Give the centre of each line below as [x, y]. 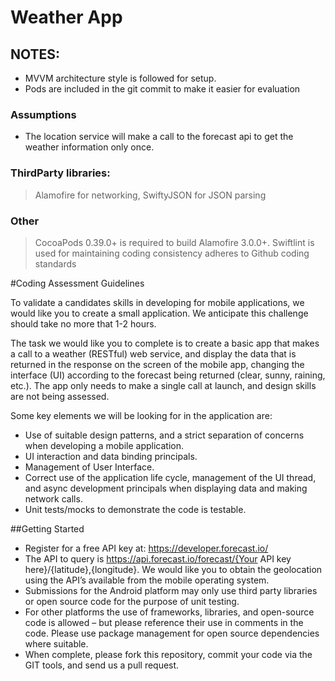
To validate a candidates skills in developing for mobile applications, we [157, 302]
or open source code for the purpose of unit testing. [132, 601]
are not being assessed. [60, 396]
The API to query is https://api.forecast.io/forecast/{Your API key [158, 558]
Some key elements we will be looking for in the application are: [141, 415]
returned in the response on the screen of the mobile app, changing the [157, 364]
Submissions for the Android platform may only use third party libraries [171, 590]
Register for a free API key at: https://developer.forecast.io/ [146, 548]
